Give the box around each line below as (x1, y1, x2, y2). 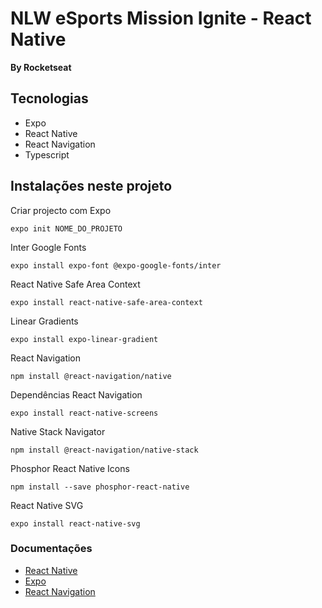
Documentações (10, 542, 93, 556)
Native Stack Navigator (10, 425, 106, 437)
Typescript (24, 148, 70, 161)
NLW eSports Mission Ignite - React (10, 7, 312, 30)
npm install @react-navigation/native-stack (10, 445, 199, 455)
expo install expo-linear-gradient (10, 334, 159, 344)
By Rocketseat (10, 61, 72, 73)
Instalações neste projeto (10, 178, 173, 195)
